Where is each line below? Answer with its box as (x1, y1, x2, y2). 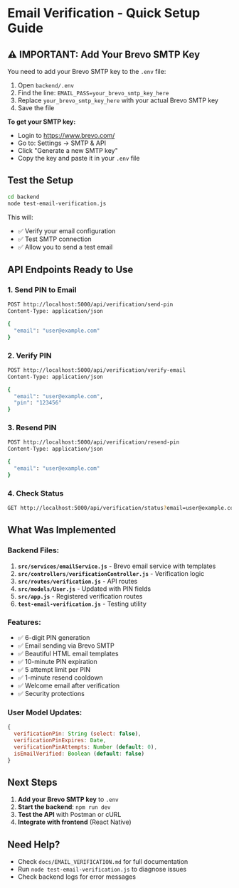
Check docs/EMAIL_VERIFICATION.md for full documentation (17, 857, 188, 866)
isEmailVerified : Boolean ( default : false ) (14, 750, 144, 757)
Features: (7, 617, 41, 627)
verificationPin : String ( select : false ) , (14, 730, 142, 737)
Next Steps (7, 776, 58, 788)
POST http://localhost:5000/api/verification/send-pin (7, 301, 174, 309)
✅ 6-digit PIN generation (17, 633, 90, 641)
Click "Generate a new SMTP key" (17, 146, 119, 154)
